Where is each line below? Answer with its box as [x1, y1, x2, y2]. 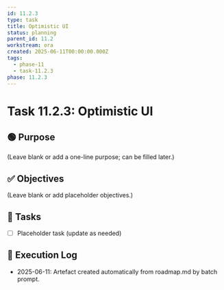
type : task [7, 16, 38, 23]
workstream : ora [7, 42, 53, 49]
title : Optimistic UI [7, 23, 69, 29]
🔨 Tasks [7, 210, 42, 223]
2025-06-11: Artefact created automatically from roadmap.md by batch [16, 267, 218, 276]
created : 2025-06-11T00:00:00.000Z [7, 49, 109, 56]
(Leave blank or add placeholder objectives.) [7, 191, 134, 200]
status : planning [7, 29, 57, 36]
